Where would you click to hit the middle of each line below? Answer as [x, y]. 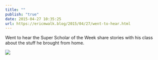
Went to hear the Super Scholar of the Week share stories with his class [79, 38]
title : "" [15, 10]
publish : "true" [22, 14]
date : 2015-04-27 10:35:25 [33, 19]
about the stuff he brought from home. [45, 43]
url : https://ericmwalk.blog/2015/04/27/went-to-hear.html [68, 24]
